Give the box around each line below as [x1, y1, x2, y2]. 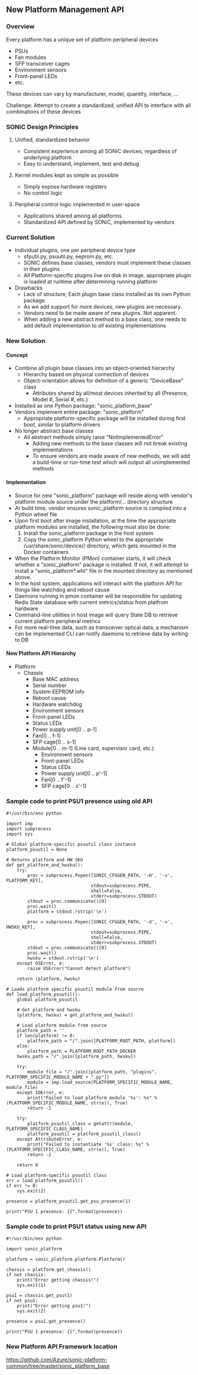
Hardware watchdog [32, 701, 83, 708]
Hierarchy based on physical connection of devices [23, 371, 149, 378]
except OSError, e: [17, 961, 65, 967]
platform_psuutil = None [6, 847, 67, 853]
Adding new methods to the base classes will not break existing [32, 440, 188, 447]
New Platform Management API [6, 5, 124, 15]
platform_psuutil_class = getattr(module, [27, 1121, 134, 1127]
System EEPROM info [32, 688, 85, 695]
